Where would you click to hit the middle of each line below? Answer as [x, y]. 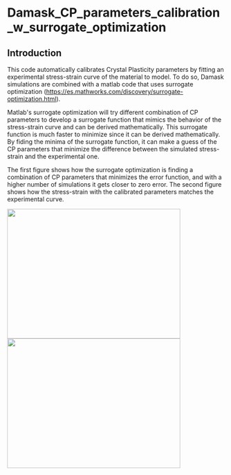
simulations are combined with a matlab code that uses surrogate [100, 84]
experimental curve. [36, 199]
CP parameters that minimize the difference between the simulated [103, 149]
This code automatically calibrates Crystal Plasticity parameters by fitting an [116, 69]
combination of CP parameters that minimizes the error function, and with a [115, 177]
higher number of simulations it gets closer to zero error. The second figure [114, 184]
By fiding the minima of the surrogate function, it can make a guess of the [112, 142]
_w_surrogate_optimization [87, 27]
